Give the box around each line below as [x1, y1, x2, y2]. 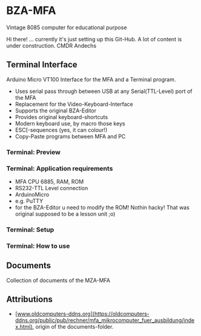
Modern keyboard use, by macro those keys [15, 120, 125, 127]
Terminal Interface [6, 60, 77, 70]
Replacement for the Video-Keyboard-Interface [15, 100, 133, 108]
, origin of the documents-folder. [32, 323, 114, 331]
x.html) [15, 323, 33, 331]
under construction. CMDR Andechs [6, 42, 97, 49]
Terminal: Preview [6, 148, 61, 156]
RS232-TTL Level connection [15, 184, 88, 191]
